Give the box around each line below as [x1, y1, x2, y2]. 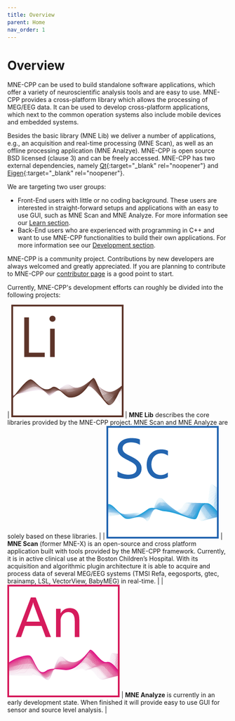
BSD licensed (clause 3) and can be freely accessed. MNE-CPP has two [7, 154, 215, 162]
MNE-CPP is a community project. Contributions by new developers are [7, 255, 215, 263]
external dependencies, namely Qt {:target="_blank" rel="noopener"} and [7, 162, 219, 170]
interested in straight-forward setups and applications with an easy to [17, 204, 219, 212]
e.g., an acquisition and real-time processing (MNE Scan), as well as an [7, 139, 214, 148]
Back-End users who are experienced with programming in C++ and [17, 226, 215, 235]
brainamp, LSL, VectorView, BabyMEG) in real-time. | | [7, 577, 163, 585]
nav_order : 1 [7, 26, 46, 33]
